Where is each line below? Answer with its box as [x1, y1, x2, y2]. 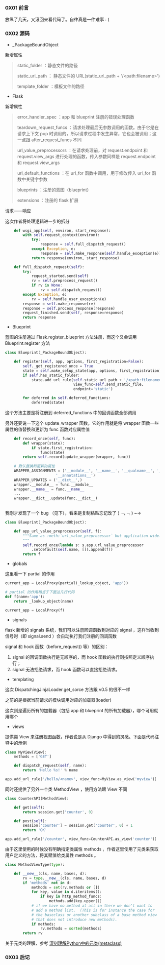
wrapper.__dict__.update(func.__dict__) [14, 496, 98, 501]
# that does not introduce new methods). [31, 917, 118, 922]
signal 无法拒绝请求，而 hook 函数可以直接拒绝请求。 [12, 666, 120, 672]
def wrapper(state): [23, 441, 65, 445]
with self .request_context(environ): [23, 233, 100, 238]
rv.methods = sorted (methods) [40, 926, 102, 931]
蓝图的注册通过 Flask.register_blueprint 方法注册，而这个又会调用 [5, 334, 137, 340]
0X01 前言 [5, 4, 29, 11]
